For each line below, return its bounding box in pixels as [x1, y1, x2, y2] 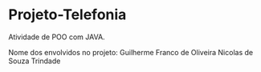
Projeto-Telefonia [8, 6, 127, 24]
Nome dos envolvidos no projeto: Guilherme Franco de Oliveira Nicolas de [8, 47, 254, 57]
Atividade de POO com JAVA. [8, 32, 106, 42]
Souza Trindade [8, 56, 61, 66]
